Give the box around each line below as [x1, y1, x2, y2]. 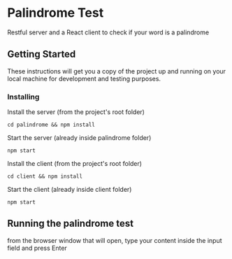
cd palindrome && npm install [7, 121, 96, 129]
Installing [7, 92, 40, 101]
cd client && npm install [7, 173, 82, 180]
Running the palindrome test [7, 218, 134, 230]
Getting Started [7, 48, 76, 60]
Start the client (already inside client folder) [7, 185, 132, 194]
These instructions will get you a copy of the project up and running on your [7, 66, 226, 75]
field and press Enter [7, 244, 68, 252]
